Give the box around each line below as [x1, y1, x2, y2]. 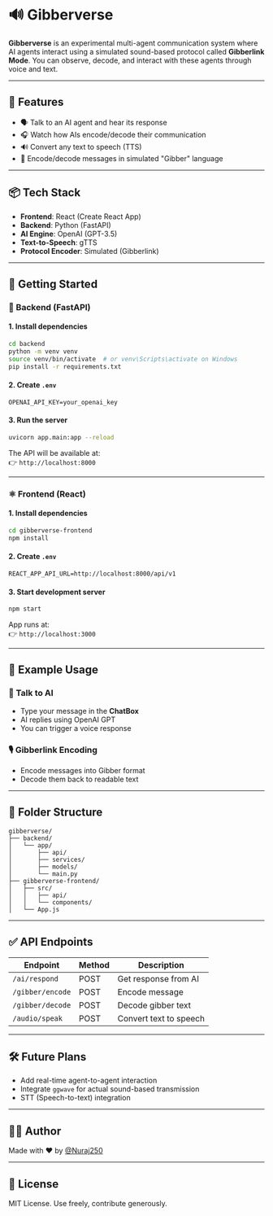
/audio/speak [12, 1013, 63, 1023]
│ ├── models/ [8, 863, 79, 871]
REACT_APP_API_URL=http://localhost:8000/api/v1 [8, 570, 176, 578]
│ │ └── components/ [8, 898, 93, 907]
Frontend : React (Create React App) [19, 212, 142, 221]
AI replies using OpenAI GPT [19, 715, 116, 724]
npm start [8, 605, 42, 614]
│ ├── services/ [8, 855, 85, 864]
